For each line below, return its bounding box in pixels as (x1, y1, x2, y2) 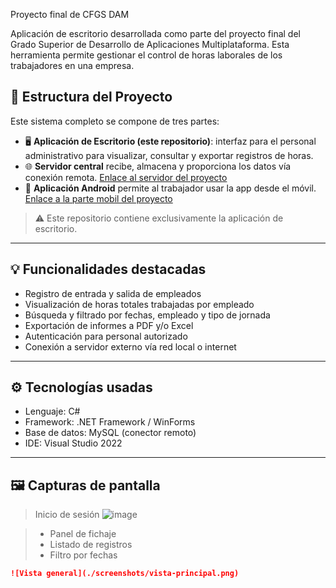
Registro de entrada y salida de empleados (24, 287, 202, 299)
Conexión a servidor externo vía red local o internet (24, 340, 237, 353)
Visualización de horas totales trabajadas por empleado (24, 298, 255, 310)
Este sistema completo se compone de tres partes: (10, 115, 220, 127)
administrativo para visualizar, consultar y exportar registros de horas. (24, 149, 314, 161)
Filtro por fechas (49, 549, 118, 561)
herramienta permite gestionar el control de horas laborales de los (10, 49, 283, 61)
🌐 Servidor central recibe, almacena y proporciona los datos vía (24, 160, 292, 172)
